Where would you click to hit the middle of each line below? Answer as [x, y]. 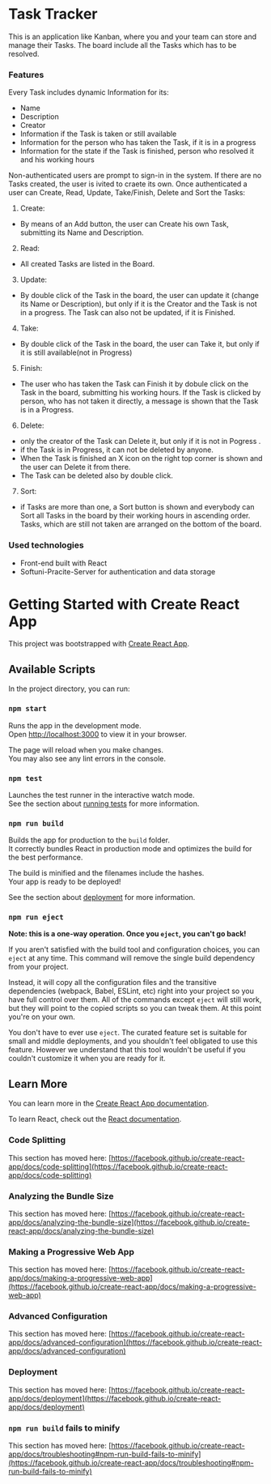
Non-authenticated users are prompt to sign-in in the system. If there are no [135, 176]
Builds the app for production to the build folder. [89, 840]
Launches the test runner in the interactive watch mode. [102, 795]
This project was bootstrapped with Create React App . [99, 644]
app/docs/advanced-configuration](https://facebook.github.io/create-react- [135, 1342]
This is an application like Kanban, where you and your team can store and [133, 36]
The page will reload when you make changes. [86, 749]
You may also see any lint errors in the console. [87, 758]
